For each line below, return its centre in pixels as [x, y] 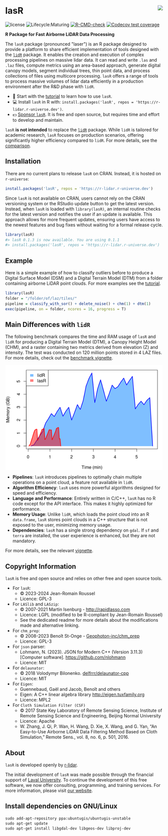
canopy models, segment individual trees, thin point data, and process [77, 71]
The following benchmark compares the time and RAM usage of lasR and [80, 337]
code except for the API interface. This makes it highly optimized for [82, 504]
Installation [23, 161]
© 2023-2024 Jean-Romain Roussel [57, 594]
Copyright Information [41, 566]
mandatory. [24, 541]
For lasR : [21, 588]
